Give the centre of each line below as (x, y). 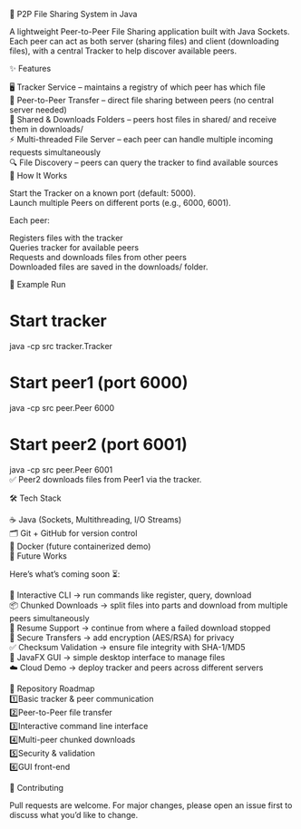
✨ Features (30, 68)
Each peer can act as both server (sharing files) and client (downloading (144, 41)
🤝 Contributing (37, 787)
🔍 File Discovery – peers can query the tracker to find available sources (144, 162)
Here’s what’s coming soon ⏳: (65, 574)
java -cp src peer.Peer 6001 (61, 469)
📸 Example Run (38, 284)
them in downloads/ (47, 129)
